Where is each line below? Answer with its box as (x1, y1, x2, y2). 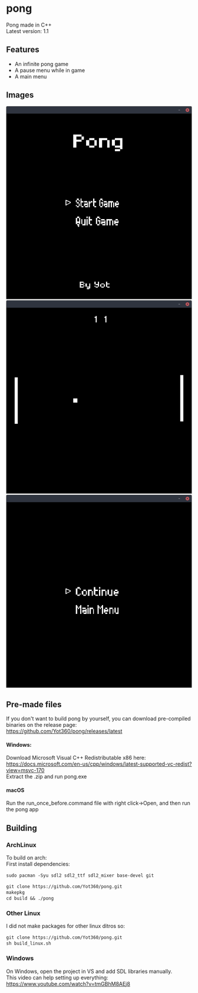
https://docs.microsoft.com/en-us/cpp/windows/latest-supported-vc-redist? (6, 760, 192, 767)
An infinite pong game (14, 60, 69, 67)
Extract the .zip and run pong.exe (6, 773, 87, 780)
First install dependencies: (6, 861, 70, 868)
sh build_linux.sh (6, 940, 51, 946)
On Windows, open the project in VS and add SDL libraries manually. (6, 968, 173, 975)
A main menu (14, 73, 47, 80)
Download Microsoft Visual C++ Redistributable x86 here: (6, 754, 146, 762)
